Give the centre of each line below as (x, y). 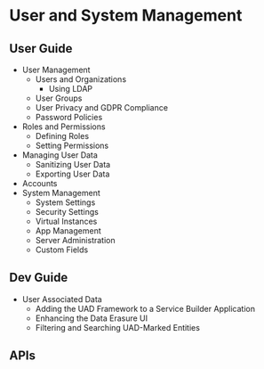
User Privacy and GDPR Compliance (102, 107)
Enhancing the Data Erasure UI (92, 318)
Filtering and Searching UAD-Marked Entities (117, 327)
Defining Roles (62, 136)
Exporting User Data (72, 174)
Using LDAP (71, 89)
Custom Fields (62, 250)
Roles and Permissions (64, 127)
